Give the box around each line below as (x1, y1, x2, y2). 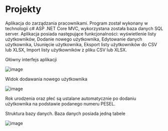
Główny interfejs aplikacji (5, 56, 57, 62)
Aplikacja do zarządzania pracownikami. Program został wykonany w (5, 20, 148, 26)
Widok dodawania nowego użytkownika (5, 76, 88, 82)
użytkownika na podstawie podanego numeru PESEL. (5, 100, 116, 106)
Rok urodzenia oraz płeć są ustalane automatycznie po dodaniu (5, 95, 136, 101)
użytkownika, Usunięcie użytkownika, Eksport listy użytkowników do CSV (5, 41, 157, 47)
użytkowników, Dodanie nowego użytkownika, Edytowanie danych (5, 36, 142, 42)
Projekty (5, 4, 42, 15)
